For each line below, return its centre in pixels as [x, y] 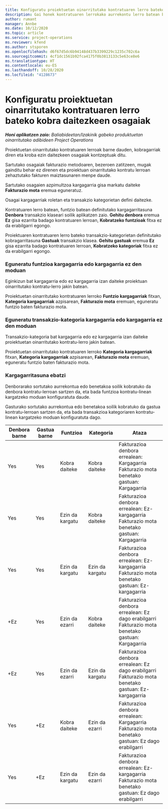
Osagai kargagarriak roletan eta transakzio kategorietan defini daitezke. [79, 200]
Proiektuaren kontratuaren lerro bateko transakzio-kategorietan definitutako [83, 235]
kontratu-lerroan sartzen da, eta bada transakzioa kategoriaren [70, 412]
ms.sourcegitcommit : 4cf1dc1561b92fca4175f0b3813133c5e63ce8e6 [72, 56]
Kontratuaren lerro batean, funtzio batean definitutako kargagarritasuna [79, 209]
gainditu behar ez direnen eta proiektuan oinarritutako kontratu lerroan [78, 170]
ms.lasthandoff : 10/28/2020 [34, 70]
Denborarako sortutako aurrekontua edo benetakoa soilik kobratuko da [78, 386]
